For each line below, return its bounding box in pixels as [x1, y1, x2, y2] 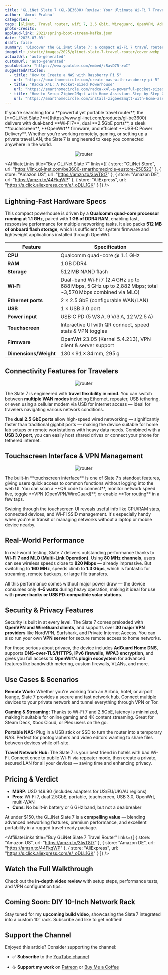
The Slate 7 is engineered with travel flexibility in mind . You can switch [5, 390, 152, 396]
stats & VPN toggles [60, 328, 107, 335]
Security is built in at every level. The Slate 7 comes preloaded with [5, 619, 143, 625]
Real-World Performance [5, 536, 85, 545]
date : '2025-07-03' [5, 36, 46, 41]
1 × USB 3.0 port [60, 305, 101, 312]
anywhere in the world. [5, 141, 52, 148]
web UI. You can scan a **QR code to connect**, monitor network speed [5, 485, 156, 491]
